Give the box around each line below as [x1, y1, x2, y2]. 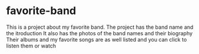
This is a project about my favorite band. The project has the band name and [6, 23, 194, 31]
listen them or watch [6, 42, 56, 49]
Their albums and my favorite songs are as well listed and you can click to [6, 36, 187, 43]
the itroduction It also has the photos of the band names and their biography [6, 29, 193, 36]
